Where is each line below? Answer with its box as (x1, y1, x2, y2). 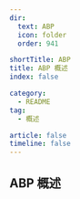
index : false (9, 72, 59, 82)
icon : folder (17, 30, 67, 39)
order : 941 (17, 38, 59, 48)
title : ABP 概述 (9, 64, 68, 73)
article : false (9, 131, 67, 140)
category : (9, 89, 47, 98)
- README (17, 97, 51, 106)
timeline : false (9, 139, 71, 149)
